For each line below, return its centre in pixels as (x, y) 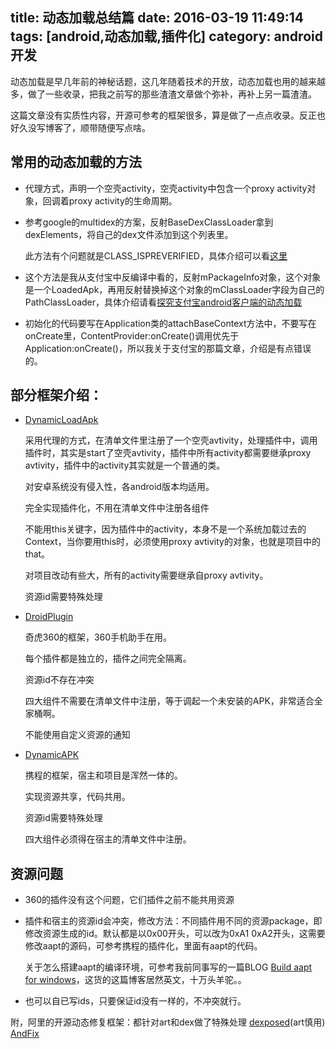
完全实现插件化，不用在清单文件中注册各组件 (117, 508)
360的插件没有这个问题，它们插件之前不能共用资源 (129, 900)
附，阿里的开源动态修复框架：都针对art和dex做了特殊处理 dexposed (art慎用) (168, 1022)
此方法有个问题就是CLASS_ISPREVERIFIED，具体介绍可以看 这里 (156, 255)
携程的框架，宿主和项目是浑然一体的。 (103, 775)
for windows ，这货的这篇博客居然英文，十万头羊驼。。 (135, 980)
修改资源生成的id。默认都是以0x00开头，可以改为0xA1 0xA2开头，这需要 (175, 934)
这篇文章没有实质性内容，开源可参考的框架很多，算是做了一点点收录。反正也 (168, 115)
